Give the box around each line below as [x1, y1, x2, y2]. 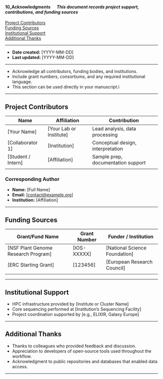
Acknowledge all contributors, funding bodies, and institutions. [12, 69, 138, 74]
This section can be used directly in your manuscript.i [12, 84, 120, 90]
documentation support [92, 160, 146, 166]
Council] [106, 265, 126, 271]
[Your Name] [7, 128, 37, 135]
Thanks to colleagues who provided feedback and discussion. [12, 343, 137, 349]
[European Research [106, 258, 153, 265]
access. [12, 363, 28, 369]
